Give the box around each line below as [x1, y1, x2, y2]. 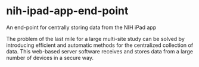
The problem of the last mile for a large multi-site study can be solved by [6, 35, 185, 42]
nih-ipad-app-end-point [6, 4, 129, 18]
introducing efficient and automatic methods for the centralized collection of [6, 42, 194, 49]
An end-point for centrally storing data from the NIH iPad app [6, 24, 157, 31]
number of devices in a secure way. [6, 54, 94, 61]
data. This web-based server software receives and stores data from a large [6, 47, 194, 55]
